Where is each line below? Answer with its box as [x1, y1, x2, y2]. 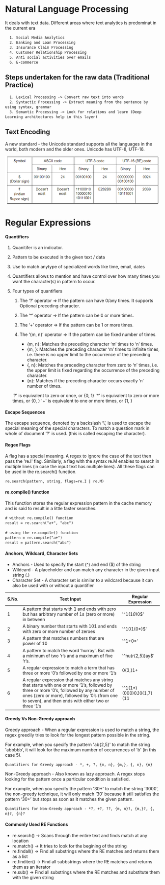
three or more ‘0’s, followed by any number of [22, 687, 114, 694]
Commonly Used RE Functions [5, 821, 68, 827]
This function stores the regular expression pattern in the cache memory [5, 500, 152, 506]
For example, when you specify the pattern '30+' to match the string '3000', [5, 785, 159, 791]
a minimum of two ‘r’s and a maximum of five [22, 653, 113, 659]
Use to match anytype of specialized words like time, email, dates [12, 264, 145, 270]
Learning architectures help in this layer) [5, 114, 98, 119]
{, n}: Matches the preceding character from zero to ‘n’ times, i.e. [27, 362, 159, 368]
